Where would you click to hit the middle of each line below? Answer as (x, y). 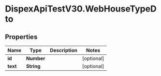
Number (36, 58)
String (33, 66)
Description (64, 50)
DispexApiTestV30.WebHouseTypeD (81, 9)
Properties (21, 37)
